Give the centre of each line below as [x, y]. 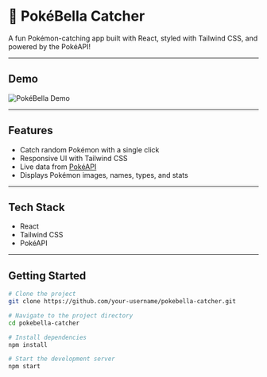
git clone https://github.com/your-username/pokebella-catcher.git [122, 302]
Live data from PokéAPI [58, 167]
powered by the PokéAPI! [50, 46]
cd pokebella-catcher [44, 323]
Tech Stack [37, 207]
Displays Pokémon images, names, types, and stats [104, 175]
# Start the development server [62, 359]
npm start [25, 367]
